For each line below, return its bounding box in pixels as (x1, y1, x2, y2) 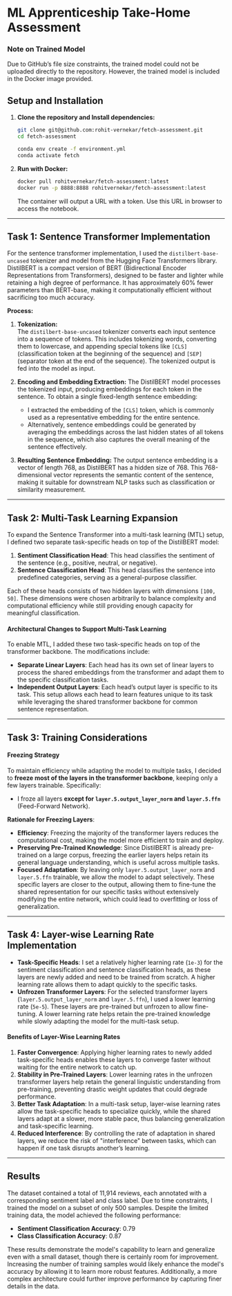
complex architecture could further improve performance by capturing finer (7, 1275, 222, 1283)
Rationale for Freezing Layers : (7, 815, 95, 824)
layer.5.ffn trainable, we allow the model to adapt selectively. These (17, 873, 215, 881)
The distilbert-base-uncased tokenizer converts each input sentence (17, 328, 216, 336)
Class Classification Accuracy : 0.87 (17, 1232, 122, 1240)
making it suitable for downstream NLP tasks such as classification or (17, 478, 215, 486)
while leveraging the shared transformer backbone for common (17, 698, 198, 706)
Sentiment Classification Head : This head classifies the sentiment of (17, 551, 215, 560)
